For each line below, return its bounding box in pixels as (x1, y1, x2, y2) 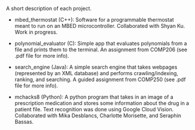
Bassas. (14, 118, 34, 125)
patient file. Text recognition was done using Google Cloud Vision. (14, 106, 174, 113)
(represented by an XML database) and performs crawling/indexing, (14, 70, 179, 76)
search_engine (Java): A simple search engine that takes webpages (14, 64, 177, 71)
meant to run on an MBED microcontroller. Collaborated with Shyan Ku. (14, 23, 185, 29)
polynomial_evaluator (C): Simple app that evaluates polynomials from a (14, 40, 187, 47)
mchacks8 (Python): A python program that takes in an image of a (14, 93, 173, 100)
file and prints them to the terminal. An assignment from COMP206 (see (14, 46, 188, 53)
